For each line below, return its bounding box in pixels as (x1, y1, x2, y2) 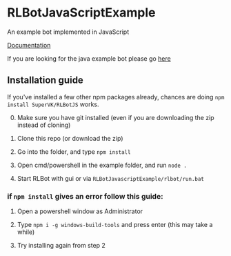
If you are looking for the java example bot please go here (7, 54, 171, 63)
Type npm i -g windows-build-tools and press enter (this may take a (17, 221, 213, 229)
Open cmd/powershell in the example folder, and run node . (17, 161, 188, 169)
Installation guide (7, 75, 84, 86)
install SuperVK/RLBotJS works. (7, 100, 99, 108)
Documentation (7, 41, 51, 49)
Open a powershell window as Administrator (17, 207, 143, 215)
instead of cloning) (17, 121, 71, 129)
